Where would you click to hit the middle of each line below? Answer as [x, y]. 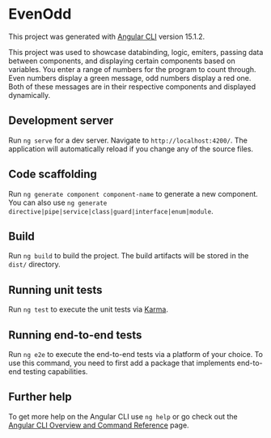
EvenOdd [40, 14]
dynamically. [30, 95]
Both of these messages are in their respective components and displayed [132, 87]
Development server [61, 121]
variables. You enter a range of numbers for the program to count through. [132, 69]
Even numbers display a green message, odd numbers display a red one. [130, 78]
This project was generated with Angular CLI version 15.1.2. [107, 36]
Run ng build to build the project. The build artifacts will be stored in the [129, 256]
